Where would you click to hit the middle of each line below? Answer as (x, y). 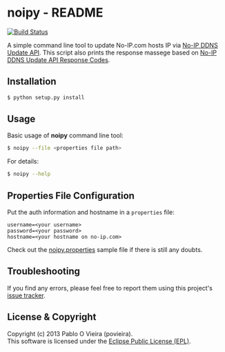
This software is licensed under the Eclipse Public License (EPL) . (99, 341)
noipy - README (55, 13)
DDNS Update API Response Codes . (59, 59)
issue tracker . (27, 295)
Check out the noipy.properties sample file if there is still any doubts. (105, 250)
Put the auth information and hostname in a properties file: (91, 212)
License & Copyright (52, 317)
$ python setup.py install (46, 97)
